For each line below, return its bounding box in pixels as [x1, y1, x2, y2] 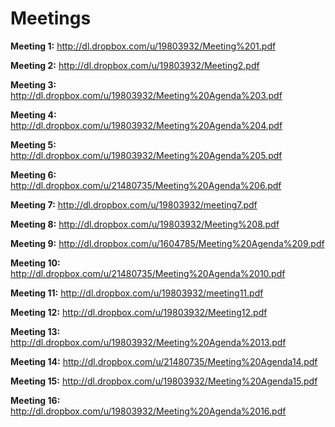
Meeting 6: [10, 168, 57, 181]
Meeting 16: [10, 394, 61, 406]
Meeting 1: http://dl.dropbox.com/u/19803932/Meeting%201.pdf [10, 40, 277, 52]
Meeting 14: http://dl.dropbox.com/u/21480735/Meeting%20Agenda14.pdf [10, 355, 318, 367]
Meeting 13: [10, 325, 61, 337]
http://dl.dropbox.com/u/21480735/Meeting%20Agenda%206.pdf [10, 179, 282, 191]
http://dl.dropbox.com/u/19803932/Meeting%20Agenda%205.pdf [10, 149, 283, 161]
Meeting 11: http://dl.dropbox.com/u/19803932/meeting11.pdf [10, 287, 264, 299]
